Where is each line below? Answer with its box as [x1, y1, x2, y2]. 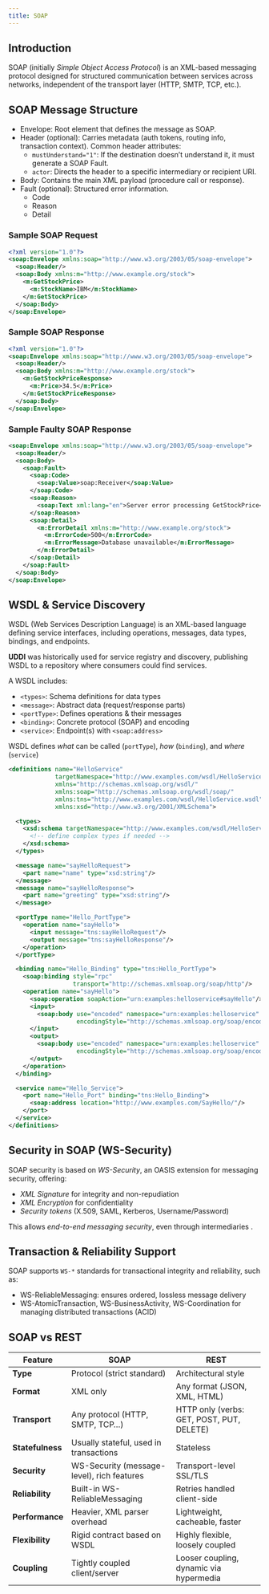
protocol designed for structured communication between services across [8, 71, 254, 81]
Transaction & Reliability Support [8, 1245, 176, 1259]
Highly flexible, [175, 1530, 232, 1541]
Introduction [8, 42, 72, 55]
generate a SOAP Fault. [31, 158, 110, 169]
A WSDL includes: [8, 676, 68, 686]
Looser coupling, [175, 1552, 239, 1564]
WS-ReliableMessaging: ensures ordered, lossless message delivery [19, 1290, 247, 1300]
